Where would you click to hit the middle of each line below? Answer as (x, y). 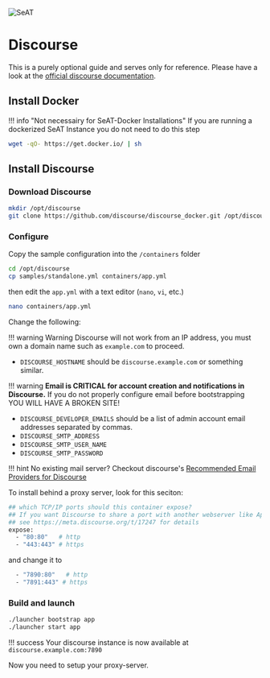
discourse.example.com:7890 (55, 651)
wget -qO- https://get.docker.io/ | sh (75, 144)
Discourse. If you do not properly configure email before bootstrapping (127, 394)
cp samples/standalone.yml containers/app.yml (88, 277)
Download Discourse (50, 192)
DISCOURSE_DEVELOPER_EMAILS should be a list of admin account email (133, 418)
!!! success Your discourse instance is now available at (98, 643)
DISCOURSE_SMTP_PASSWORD (61, 453)
